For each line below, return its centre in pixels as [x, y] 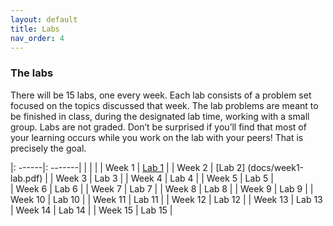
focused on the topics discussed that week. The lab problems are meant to [164, 105]
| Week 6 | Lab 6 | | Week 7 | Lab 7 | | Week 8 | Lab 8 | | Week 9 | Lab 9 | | [162, 188]
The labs [32, 73]
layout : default [44, 19]
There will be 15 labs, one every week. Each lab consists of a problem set [161, 95]
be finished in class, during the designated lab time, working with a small [160, 116]
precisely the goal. [48, 148]
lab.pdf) [26, 178]
